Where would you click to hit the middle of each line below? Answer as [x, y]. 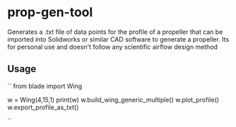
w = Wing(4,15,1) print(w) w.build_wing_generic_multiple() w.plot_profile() [113, 99]
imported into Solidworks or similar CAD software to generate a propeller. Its [118, 39]
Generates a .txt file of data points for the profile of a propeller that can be [115, 32]
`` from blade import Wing [45, 86]
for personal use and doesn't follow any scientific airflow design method [112, 47]
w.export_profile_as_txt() [43, 107]
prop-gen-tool [50, 12]
